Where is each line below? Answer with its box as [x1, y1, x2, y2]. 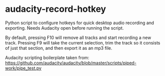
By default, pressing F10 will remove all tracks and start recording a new [5, 35, 151, 40]
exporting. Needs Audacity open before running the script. [5, 25, 124, 31]
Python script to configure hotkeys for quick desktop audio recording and [5, 20, 154, 26]
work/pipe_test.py [5, 65, 42, 71]
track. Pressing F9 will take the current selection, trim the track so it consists [5, 39, 161, 45]
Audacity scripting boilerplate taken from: [5, 54, 90, 60]
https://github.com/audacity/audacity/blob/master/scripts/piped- [5, 60, 137, 66]
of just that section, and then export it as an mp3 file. [5, 45, 112, 51]
